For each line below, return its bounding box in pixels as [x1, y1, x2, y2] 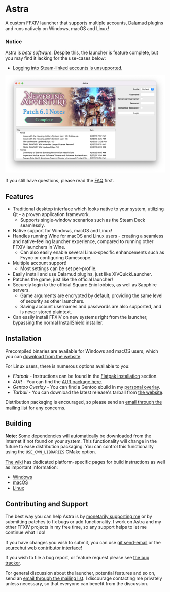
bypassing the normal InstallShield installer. [12, 319, 104, 326]
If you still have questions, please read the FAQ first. [5, 177, 114, 183]
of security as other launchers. [20, 298, 85, 304]
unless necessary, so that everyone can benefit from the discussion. [5, 581, 148, 587]
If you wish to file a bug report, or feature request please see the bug [5, 555, 150, 561]
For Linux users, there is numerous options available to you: [5, 363, 130, 369]
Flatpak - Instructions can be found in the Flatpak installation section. [12, 373, 158, 379]
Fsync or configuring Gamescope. [20, 254, 92, 260]
